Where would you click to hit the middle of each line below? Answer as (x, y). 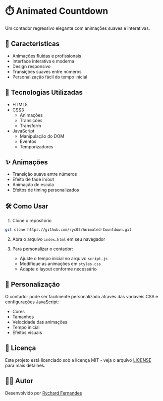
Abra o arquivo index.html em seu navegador (59, 239)
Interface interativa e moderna (43, 61)
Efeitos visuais (27, 333)
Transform (30, 126)
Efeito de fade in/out (33, 179)
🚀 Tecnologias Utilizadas (44, 93)
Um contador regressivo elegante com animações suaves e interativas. (78, 28)
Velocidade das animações (40, 322)
